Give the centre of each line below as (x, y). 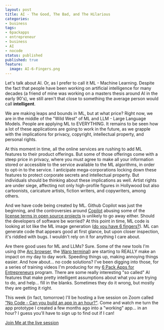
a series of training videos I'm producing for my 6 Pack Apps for (70, 267)
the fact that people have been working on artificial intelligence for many (78, 88)
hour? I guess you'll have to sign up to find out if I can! (60, 313)
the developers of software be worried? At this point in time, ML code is (77, 221)
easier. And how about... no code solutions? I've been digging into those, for (82, 262)
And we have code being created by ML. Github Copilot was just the (74, 205)
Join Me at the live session (32, 323)
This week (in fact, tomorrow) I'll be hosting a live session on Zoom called (79, 297)
